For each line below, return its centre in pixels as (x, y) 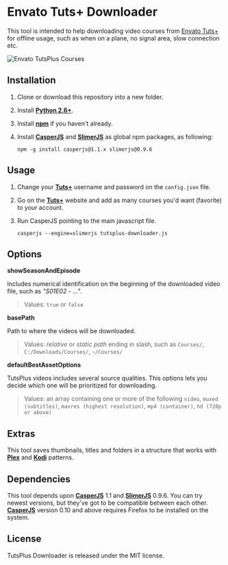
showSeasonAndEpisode (44, 271)
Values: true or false (53, 304)
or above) (38, 413)
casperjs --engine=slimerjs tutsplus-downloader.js (92, 233)
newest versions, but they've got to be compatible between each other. (107, 503)
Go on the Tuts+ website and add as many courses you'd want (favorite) (119, 200)
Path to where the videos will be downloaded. (71, 331)
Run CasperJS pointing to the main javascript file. (86, 221)
